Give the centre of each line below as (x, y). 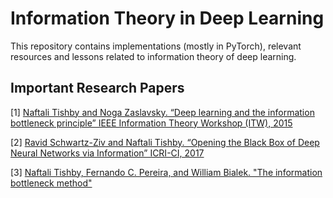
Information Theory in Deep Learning (167, 18)
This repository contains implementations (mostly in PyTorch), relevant (156, 46)
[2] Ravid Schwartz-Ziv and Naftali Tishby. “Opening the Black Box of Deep (165, 142)
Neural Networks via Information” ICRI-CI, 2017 (107, 153)
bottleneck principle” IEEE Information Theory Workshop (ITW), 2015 (151, 123)
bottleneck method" (51, 183)
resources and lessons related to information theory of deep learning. (153, 56)
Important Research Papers (97, 88)
